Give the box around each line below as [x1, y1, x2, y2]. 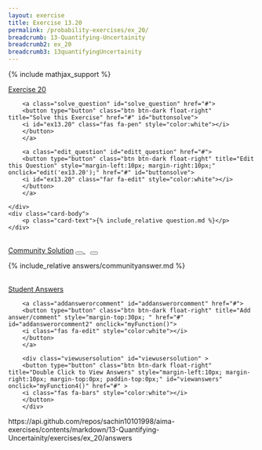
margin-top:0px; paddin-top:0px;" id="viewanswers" [49, 375, 223, 383]
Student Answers [8, 284, 64, 294]
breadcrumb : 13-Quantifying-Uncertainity [8, 33, 146, 42]
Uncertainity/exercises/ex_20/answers [8, 434, 133, 442]
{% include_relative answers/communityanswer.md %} [8, 261, 186, 270]
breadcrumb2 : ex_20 [8, 41, 72, 49]
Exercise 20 [8, 85, 47, 94]
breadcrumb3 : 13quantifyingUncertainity [8, 48, 143, 56]
